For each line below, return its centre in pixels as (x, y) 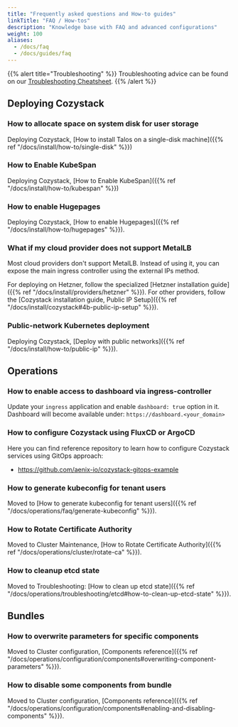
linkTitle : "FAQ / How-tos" (49, 21)
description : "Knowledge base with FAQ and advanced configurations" (113, 27)
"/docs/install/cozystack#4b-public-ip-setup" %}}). (83, 307)
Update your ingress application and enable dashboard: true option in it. (114, 407)
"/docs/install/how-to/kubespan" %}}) (63, 188)
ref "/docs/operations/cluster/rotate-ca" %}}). (75, 552)
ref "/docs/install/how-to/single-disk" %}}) (70, 147)
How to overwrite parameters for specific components (103, 636)
